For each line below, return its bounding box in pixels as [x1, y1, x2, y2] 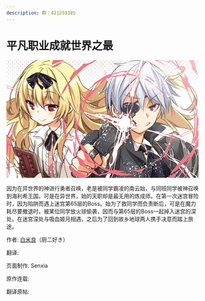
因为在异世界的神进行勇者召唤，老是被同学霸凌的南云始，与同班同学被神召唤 [6, 184, 199, 192]
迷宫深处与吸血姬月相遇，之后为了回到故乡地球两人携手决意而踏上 [22, 215, 188, 223]
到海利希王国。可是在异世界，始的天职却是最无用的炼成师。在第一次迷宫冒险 [6, 192, 199, 199]
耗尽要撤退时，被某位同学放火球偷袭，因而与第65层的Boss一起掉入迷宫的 [6, 207, 191, 215]
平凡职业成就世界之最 [6, 39, 114, 53]
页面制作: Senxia [6, 262, 48, 269]
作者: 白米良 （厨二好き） [6, 236, 68, 243]
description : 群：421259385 [6, 10, 76, 16]
